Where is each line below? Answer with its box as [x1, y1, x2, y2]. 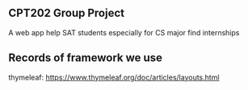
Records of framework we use [8, 51, 163, 65]
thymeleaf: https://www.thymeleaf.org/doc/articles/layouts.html [8, 72, 220, 82]
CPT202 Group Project [8, 6, 125, 20]
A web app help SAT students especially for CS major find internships [8, 27, 240, 37]
